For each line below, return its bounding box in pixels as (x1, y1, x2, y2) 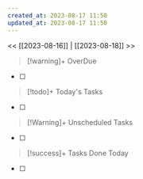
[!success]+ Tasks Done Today (26, 148, 129, 158)
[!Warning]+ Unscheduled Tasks (26, 117, 133, 127)
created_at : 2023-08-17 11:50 (7, 11, 108, 20)
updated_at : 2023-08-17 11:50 (7, 19, 108, 27)
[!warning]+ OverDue (26, 56, 97, 66)
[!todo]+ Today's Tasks (26, 86, 103, 96)
